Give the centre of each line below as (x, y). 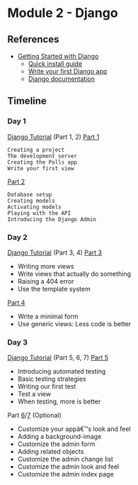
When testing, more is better (59, 401)
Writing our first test (47, 386)
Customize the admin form (56, 444)
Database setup (30, 194)
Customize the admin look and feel (68, 467)
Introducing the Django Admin (52, 219)
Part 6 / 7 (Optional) (34, 416)
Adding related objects (51, 452)
